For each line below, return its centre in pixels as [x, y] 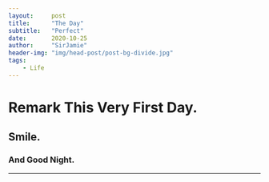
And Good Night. [41, 160]
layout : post [37, 16]
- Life [34, 68]
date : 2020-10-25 [48, 38]
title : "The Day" [46, 23]
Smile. [24, 137]
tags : [17, 61]
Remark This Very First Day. [103, 107]
